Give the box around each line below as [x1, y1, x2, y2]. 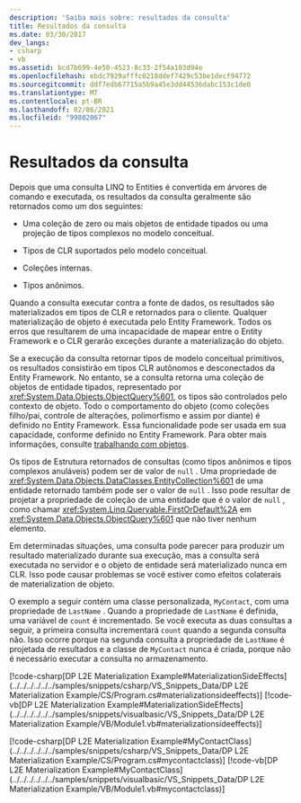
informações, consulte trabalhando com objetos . [9, 439, 190, 450]
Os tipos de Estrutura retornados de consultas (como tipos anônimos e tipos [9, 456, 292, 467]
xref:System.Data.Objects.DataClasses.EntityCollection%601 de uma [9, 475, 263, 486]
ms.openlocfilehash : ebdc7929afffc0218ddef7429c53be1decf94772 [9, 72, 252, 81]
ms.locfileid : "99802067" [9, 113, 106, 122]
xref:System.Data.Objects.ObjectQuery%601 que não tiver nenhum [9, 514, 257, 525]
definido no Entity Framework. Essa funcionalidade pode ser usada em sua [9, 419, 287, 431]
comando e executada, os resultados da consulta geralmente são [9, 191, 252, 202]
